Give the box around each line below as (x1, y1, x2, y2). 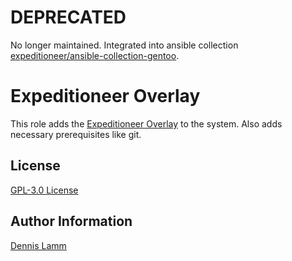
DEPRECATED (10, 6, 127, 29)
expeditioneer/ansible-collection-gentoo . (10, 49, 180, 61)
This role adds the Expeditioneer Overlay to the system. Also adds (10, 117, 283, 130)
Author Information (10, 213, 133, 230)
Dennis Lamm (10, 239, 67, 251)
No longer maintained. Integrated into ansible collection (10, 39, 239, 51)
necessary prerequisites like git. (10, 128, 142, 140)
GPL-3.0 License (10, 184, 79, 196)
